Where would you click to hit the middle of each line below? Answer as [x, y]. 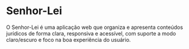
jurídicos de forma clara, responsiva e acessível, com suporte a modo [91, 33]
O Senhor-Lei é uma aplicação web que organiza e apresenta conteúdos [95, 27]
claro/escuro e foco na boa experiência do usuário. [69, 40]
